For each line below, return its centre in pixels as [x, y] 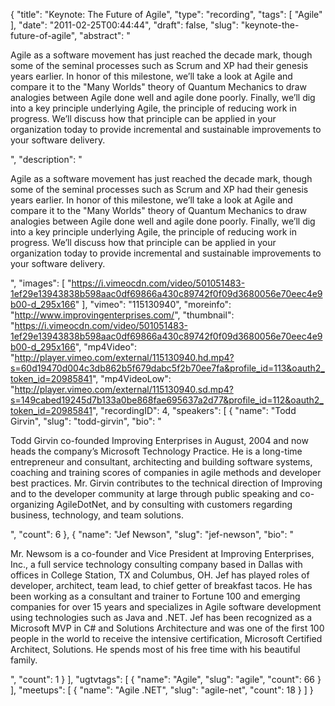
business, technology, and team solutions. [97, 515]
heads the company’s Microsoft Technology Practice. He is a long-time [156, 451]
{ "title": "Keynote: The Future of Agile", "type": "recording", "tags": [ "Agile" [166, 14]
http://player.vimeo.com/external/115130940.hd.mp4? [124, 357]
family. [24, 660]
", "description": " [46, 159]
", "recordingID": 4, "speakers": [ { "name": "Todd [194, 410]
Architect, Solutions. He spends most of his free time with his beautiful [155, 649]
